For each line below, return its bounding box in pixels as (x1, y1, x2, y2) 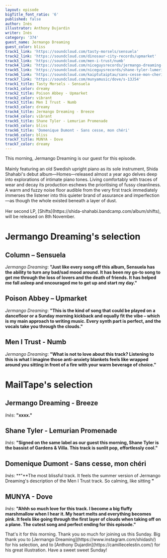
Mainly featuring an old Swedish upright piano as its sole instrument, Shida (5, 166, 158, 172)
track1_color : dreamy (5, 86, 50, 91)
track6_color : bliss (5, 133, 48, 138)
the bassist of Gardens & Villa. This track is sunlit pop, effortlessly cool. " (5, 445, 158, 451)
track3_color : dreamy (5, 105, 50, 110)
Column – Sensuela (5, 251, 66, 259)
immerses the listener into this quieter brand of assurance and (5, 192, 133, 198)
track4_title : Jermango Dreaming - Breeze (5, 109, 94, 115)
